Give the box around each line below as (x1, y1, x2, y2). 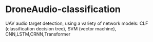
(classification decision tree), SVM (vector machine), (5, 25, 117, 31)
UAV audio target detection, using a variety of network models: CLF (5, 20, 148, 26)
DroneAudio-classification (5, 4, 121, 15)
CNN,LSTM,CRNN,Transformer (5, 31, 71, 37)
